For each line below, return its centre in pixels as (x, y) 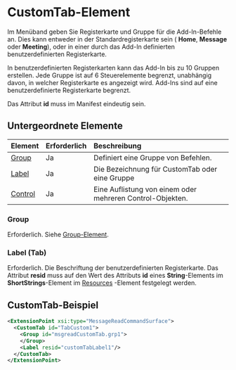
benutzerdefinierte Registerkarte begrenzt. (69, 90)
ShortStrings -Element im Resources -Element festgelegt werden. (102, 283)
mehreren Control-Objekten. (141, 198)
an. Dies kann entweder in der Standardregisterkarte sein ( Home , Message (117, 39)
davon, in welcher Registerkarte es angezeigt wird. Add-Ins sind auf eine (112, 82)
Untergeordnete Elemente (65, 126)
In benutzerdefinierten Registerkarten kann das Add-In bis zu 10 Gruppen (113, 68)
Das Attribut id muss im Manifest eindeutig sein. (77, 103)
